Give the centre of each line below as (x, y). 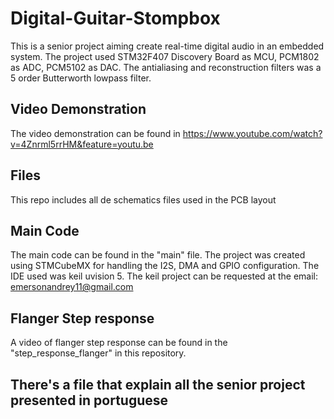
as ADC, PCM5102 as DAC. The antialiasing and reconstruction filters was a (166, 67)
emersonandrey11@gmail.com (72, 287)
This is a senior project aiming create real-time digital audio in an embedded (167, 46)
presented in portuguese (89, 400)
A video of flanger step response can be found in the (119, 343)
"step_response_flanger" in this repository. (98, 353)
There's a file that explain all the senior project (158, 384)
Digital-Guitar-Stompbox (115, 18)
